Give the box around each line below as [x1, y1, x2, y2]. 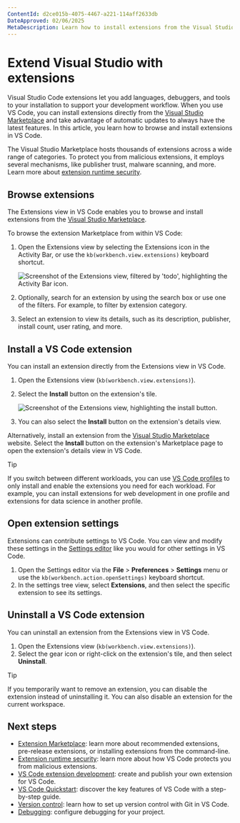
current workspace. [7, 699, 66, 708]
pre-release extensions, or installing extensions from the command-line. [17, 747, 231, 756]
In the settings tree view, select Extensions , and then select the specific [17, 580, 231, 589]
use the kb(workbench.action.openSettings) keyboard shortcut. [17, 573, 205, 582]
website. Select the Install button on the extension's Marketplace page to [7, 439, 224, 447]
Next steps [7, 720, 57, 732]
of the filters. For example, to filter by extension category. [17, 301, 187, 309]
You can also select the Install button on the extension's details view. [17, 417, 221, 426]
